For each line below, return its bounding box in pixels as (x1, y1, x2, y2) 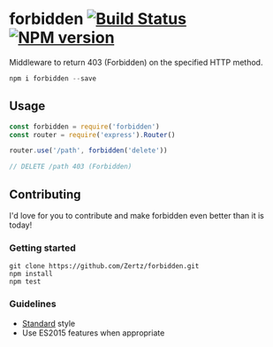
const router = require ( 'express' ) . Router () (9, 130, 176, 139)
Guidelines (9, 297, 57, 310)
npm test (9, 277, 42, 287)
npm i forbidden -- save (9, 73, 97, 83)
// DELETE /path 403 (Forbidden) (9, 162, 133, 172)
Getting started (9, 242, 77, 254)
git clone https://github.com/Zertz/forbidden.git (9, 262, 200, 271)
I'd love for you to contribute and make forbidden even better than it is (9, 210, 265, 220)
